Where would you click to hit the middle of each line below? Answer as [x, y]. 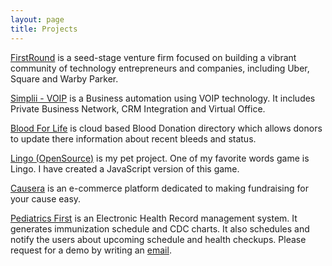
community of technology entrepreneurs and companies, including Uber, [160, 68]
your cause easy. [46, 198]
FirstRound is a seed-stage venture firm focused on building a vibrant [153, 57]
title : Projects [44, 29]
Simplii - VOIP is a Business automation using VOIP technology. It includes [163, 98]
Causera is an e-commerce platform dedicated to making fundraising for [159, 188]
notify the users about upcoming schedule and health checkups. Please [158, 239]
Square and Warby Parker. [64, 78]
